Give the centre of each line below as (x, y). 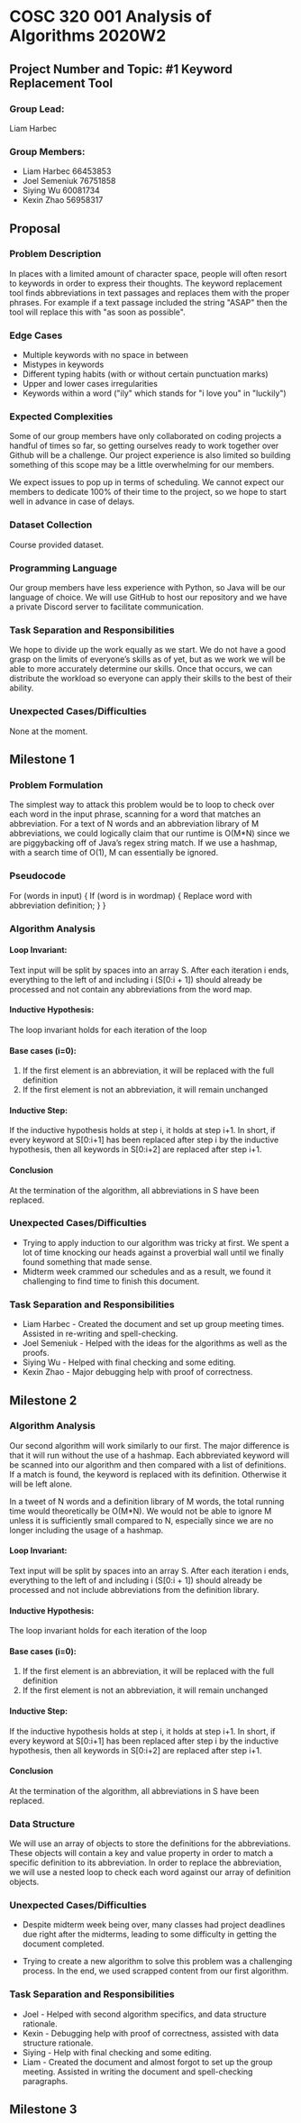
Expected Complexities (61, 416)
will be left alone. (41, 1484)
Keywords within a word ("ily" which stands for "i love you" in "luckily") (154, 393)
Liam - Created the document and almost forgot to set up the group (147, 2062)
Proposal (35, 229)
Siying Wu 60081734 (61, 190)
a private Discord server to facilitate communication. (107, 607)
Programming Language (63, 568)
